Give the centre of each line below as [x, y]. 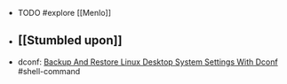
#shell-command [49, 71]
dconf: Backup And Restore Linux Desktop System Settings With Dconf [147, 62]
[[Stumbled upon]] [70, 40]
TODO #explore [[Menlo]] [64, 13]
